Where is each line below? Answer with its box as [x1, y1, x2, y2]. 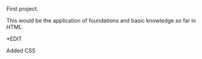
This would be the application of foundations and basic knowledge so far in [6, 17, 196, 24]
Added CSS [6, 47, 36, 54]
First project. [6, 5, 39, 12]
